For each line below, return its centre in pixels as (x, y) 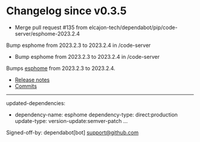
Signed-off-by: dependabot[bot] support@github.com (72, 132)
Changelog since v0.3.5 (66, 11)
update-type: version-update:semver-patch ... (71, 121)
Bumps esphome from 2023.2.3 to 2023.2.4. (61, 68)
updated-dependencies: (36, 103)
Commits (26, 86)
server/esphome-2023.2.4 (47, 33)
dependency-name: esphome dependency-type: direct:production (96, 115)
